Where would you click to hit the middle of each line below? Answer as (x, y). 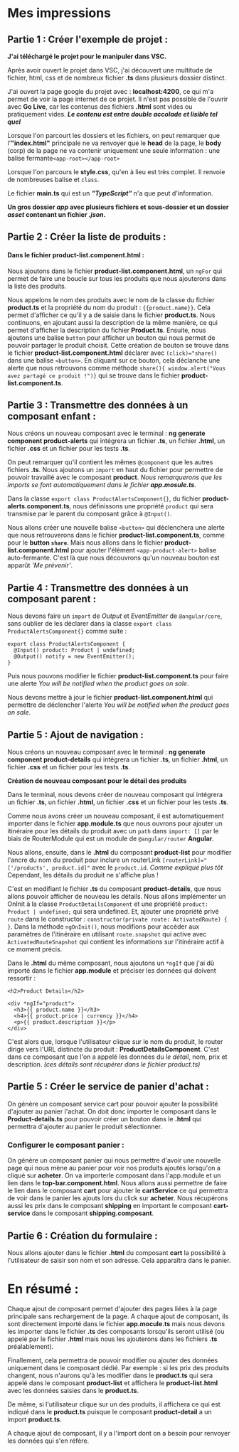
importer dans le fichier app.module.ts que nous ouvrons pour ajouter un (115, 823)
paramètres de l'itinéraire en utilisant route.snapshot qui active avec (107, 934)
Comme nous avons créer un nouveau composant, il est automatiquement (116, 816)
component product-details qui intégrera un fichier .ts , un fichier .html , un (118, 759)
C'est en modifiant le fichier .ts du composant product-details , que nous (115, 889)
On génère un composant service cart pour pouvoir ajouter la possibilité (113, 1104)
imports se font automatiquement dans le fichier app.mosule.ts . (102, 485)
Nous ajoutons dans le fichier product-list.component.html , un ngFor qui (115, 271)
